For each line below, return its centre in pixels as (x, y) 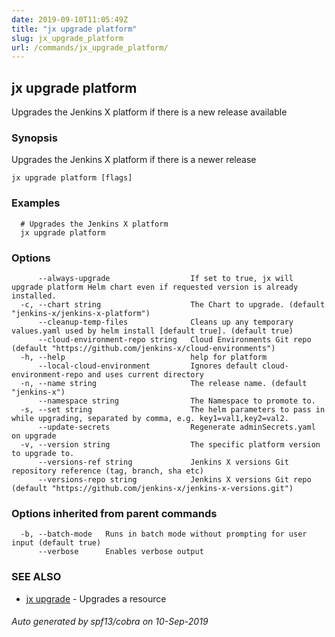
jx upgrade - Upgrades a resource (96, 598)
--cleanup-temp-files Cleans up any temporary (165, 322)
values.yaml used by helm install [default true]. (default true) (152, 331)
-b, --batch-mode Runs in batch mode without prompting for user (164, 534)
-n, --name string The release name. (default (164, 383)
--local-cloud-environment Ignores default (147, 366)
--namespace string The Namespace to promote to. (176, 401)
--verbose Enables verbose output (120, 552)
